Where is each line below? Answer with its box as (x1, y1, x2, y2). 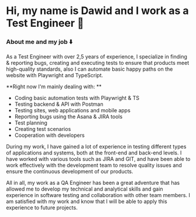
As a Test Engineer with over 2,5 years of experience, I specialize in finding (6, 53, 187, 60)
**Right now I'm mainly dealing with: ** (6, 83, 102, 90)
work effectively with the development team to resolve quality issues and (6, 162, 183, 169)
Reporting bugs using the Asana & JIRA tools (14, 113, 123, 120)
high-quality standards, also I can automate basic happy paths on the (6, 66, 173, 73)
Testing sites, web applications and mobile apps (14, 107, 130, 114)
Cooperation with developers (14, 132, 85, 139)
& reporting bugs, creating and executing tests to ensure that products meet (6, 60, 189, 67)
